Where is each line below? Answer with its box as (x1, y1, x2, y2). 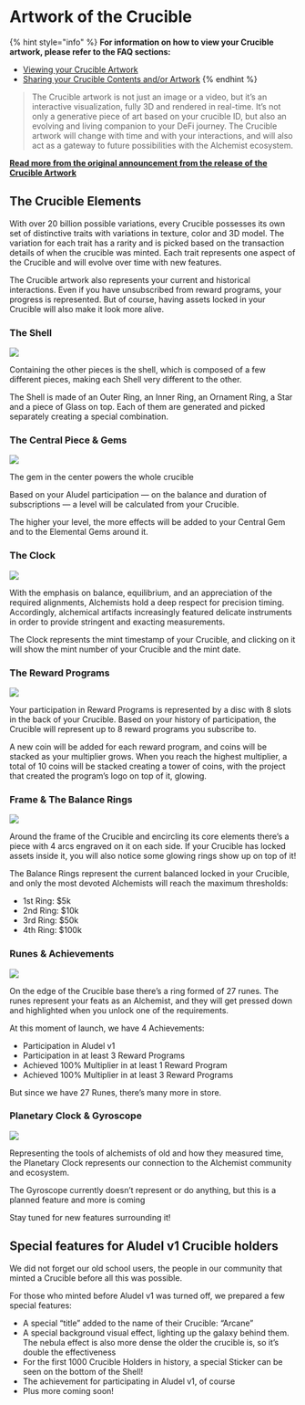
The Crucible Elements (9, 194, 142, 209)
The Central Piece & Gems (9, 434, 127, 446)
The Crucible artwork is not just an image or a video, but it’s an (31, 91, 268, 102)
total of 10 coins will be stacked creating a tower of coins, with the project (9, 760, 286, 771)
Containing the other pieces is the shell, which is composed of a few (9, 364, 266, 375)
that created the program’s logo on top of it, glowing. (9, 770, 208, 781)
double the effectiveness (22, 1347, 117, 1358)
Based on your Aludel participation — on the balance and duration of (9, 489, 267, 500)
